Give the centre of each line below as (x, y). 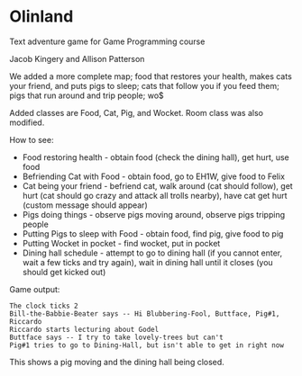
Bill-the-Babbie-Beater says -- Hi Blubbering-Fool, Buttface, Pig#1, (145, 313)
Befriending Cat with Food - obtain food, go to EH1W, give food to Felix (154, 176)
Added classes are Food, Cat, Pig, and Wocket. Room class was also (137, 112)
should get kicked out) (64, 272)
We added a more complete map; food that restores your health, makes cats (151, 76)
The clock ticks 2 (44, 306)
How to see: (32, 139)
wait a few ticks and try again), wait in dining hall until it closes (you (147, 262)
